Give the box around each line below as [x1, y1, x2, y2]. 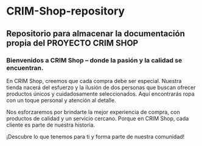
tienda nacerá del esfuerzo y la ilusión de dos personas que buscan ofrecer [6, 84, 196, 91]
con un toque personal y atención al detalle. [6, 96, 117, 104]
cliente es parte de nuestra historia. [6, 121, 96, 128]
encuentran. [6, 64, 44, 72]
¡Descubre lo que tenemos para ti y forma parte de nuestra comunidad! [6, 133, 185, 140]
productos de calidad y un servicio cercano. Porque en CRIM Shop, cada [6, 114, 189, 122]
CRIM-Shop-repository [6, 4, 125, 18]
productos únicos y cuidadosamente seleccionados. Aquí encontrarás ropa [6, 90, 195, 98]
